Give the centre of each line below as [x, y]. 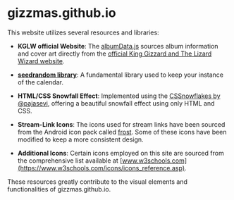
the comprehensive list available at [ [70, 161]
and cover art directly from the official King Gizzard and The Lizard [115, 54]
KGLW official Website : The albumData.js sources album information [118, 46]
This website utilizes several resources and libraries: [84, 32]
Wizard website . [41, 61]
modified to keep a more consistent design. [80, 139]
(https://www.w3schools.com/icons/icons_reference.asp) [101, 168]
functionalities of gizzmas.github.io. [59, 189]
